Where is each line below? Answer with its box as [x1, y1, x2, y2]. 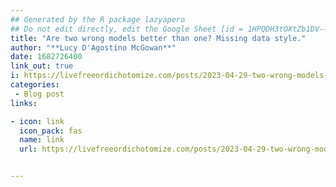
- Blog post [14, 89, 65, 99]
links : [10, 98, 38, 108]
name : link [19, 135, 65, 145]
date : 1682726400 [10, 52, 83, 62]
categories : [10, 80, 60, 90]
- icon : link [10, 116, 65, 126]
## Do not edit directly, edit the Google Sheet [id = [10, 24, 244, 34]
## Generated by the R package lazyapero [10, 14, 186, 25]
